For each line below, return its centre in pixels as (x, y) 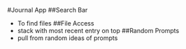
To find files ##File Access (56, 23)
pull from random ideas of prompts (67, 38)
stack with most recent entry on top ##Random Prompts (98, 31)
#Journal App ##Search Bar (48, 10)
